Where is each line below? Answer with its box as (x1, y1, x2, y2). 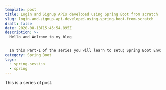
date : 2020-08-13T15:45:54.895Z (5, 26, 72, 30)
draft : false (5, 21, 32, 26)
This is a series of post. (5, 80, 53, 86)
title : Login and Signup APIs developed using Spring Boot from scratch (5, 12, 158, 17)
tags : (5, 57, 16, 62)
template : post (5, 7, 37, 12)
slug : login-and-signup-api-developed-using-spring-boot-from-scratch (5, 16, 154, 21)
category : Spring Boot (5, 52, 52, 57)
